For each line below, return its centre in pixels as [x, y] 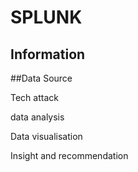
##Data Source [41, 78]
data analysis [37, 117]
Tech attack [34, 97]
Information [48, 54]
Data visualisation [46, 136]
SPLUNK [46, 17]
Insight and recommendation [69, 155]
